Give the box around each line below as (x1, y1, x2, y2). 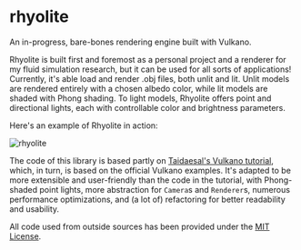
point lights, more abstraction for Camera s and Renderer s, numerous (39, 184, 291, 195)
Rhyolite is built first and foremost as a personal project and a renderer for (9, 54, 286, 65)
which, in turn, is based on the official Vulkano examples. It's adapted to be (9, 165, 291, 175)
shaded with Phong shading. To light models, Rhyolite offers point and (9, 93, 272, 104)
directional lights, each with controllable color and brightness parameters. (9, 102, 286, 113)
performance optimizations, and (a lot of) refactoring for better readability (9, 194, 286, 205)
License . (9, 230, 42, 242)
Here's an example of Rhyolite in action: (9, 120, 158, 131)
